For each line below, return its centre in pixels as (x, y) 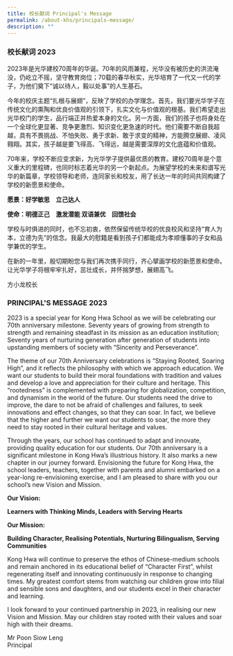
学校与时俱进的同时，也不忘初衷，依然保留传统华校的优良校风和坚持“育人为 (115, 229)
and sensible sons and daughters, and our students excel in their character (114, 588)
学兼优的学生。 (28, 246)
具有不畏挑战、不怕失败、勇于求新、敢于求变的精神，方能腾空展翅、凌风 (122, 135)
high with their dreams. (40, 624)
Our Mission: (26, 525)
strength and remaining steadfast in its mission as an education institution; (113, 332)
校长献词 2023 (32, 52)
